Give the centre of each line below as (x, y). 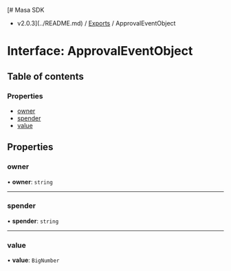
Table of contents (45, 76)
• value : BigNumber (33, 260)
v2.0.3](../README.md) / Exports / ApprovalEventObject (96, 23)
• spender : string (33, 221)
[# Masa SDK (26, 10)
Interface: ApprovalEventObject (100, 51)
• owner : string (30, 182)
